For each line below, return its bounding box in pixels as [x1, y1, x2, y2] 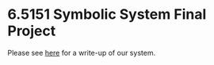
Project [7, 22, 56, 40]
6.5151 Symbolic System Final [7, 5, 207, 23]
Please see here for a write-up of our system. [7, 48, 156, 57]
